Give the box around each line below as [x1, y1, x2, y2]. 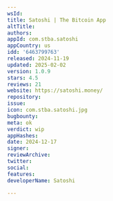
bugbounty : [7, 113, 39, 119]
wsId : [7, 10, 23, 17]
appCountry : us [7, 42, 51, 49]
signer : [7, 145, 30, 152]
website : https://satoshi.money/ [7, 87, 103, 94]
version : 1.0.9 [7, 68, 51, 75]
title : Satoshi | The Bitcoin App [7, 17, 107, 23]
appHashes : [7, 132, 39, 139]
